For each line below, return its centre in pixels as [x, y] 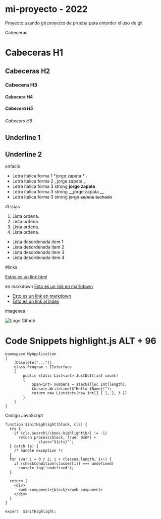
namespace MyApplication [31, 354]
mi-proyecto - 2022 [47, 9]
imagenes [15, 311]
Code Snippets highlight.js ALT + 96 [81, 341]
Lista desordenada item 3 [38, 253]
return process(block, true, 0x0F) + [57, 438]
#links [11, 267]
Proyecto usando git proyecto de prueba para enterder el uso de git [74, 23]
